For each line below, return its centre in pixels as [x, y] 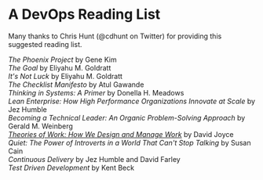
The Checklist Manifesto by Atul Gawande [76, 85]
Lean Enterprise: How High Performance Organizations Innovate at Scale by [132, 101]
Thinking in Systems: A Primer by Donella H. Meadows [96, 92]
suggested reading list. [45, 44]
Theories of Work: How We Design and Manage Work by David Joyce [121, 134]
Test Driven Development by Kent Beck [71, 167]
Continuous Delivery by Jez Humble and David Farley [94, 159]
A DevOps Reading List [84, 14]
